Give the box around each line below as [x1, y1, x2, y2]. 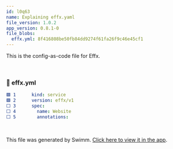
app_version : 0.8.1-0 [6, 25, 59, 31]
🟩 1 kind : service [6, 92, 66, 98]
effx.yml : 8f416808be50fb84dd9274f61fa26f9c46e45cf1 [11, 36, 144, 42]
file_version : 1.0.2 [6, 20, 57, 25]
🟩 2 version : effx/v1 [6, 98, 74, 103]
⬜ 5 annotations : [6, 114, 69, 120]
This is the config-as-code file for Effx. [6, 53, 101, 59]
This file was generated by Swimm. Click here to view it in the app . [6, 136, 168, 143]
